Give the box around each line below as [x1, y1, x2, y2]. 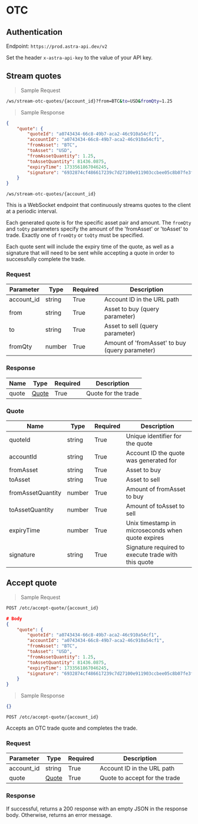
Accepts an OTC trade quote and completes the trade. [6, 724, 138, 731]
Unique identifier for [126, 432, 181, 440]
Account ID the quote [126, 449, 185, 457]
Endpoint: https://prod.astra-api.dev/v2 [6, 42, 108, 50]
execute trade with [126, 551, 178, 559]
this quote [126, 558, 154, 566]
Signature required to [126, 543, 185, 552]
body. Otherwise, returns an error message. [6, 811, 113, 818]
